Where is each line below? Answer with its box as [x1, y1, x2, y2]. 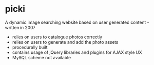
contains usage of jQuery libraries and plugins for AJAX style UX [12, 49, 142, 55]
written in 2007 [5, 24, 36, 30]
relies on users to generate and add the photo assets [12, 39, 118, 45]
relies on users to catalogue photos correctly [12, 34, 102, 40]
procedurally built [12, 44, 48, 50]
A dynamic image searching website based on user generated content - [5, 19, 150, 25]
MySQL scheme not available [12, 54, 71, 60]
